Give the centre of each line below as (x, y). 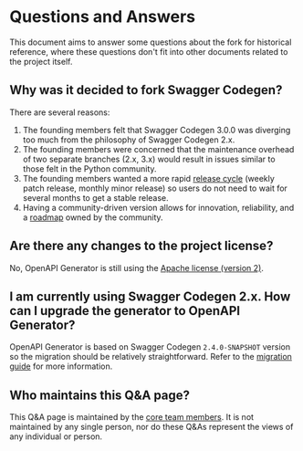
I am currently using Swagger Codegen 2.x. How (150, 296)
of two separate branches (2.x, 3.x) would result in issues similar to (149, 159)
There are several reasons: (60, 112)
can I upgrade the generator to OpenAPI (125, 311)
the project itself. (41, 61)
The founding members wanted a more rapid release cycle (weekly (149, 178)
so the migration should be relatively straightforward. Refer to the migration (151, 357)
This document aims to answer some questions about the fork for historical (151, 42)
